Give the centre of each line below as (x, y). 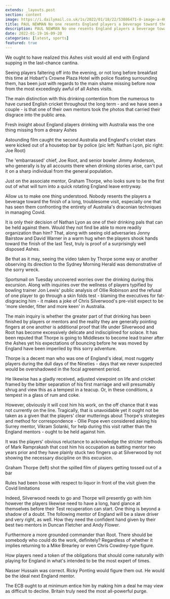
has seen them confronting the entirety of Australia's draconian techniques (83, 207)
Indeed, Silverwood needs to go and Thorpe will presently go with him (78, 498)
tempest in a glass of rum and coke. (42, 395)
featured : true (21, 43)
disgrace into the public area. (36, 115)
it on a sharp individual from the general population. (59, 171)
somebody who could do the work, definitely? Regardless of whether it (79, 540)
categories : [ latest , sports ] (37, 39)
